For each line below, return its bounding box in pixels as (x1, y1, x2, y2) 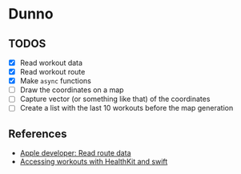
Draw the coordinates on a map (19, 85, 124, 95)
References (8, 127, 67, 140)
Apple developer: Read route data (19, 148, 131, 158)
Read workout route (19, 67, 86, 77)
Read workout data (19, 58, 82, 67)
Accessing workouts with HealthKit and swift (19, 157, 168, 167)
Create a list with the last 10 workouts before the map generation (19, 103, 234, 113)
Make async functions (19, 76, 92, 86)
